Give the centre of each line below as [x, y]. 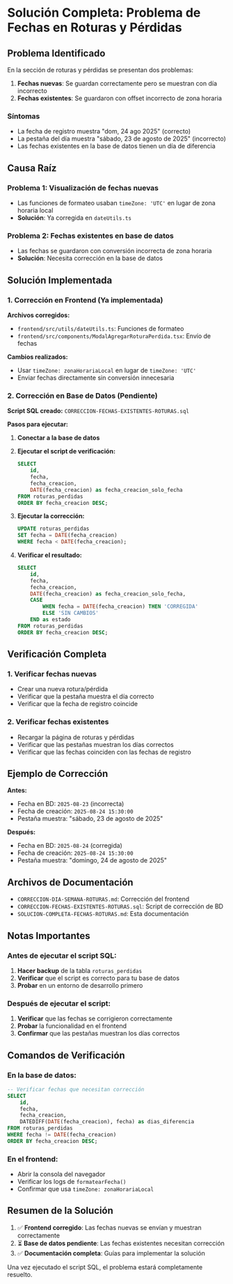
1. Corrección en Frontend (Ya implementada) [85, 300]
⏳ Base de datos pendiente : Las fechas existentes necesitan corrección [121, 1243]
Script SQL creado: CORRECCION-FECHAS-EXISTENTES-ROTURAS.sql [98, 411]
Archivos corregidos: [39, 315]
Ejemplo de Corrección [58, 774]
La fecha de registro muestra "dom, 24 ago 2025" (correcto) [104, 131]
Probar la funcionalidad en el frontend [72, 1026]
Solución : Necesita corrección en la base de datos [90, 258]
